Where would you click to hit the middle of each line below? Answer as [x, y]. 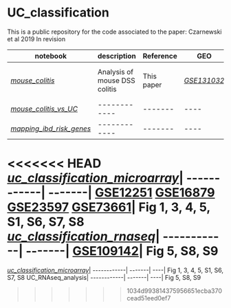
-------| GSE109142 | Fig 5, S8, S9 [122, 251]
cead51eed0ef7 [149, 298]
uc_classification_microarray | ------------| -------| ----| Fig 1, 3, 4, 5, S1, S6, [115, 270]
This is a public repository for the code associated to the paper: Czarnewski [114, 32]
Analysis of [115, 71]
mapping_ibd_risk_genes [51, 129]
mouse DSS [116, 80]
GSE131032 [204, 80]
